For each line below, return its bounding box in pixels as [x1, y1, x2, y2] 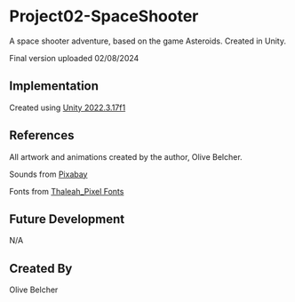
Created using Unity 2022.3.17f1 [9, 102, 126, 113]
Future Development [9, 211, 125, 226]
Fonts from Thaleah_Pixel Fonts [9, 186, 124, 196]
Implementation [9, 78, 100, 94]
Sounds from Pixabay [9, 169, 88, 179]
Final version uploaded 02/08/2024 [9, 52, 140, 63]
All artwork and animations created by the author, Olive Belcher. [9, 151, 243, 162]
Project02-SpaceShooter [9, 6, 199, 27]
